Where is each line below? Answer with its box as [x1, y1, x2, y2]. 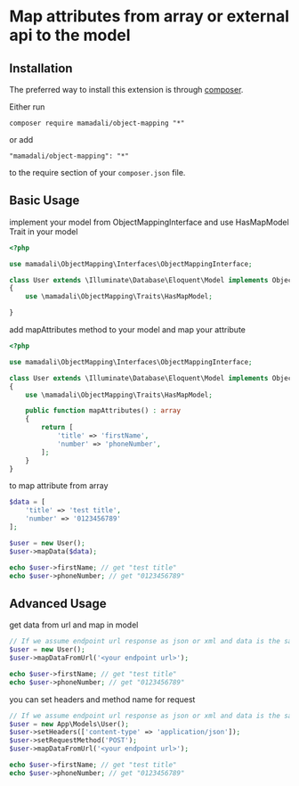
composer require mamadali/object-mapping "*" [9, 119, 185, 127]
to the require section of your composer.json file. [9, 168, 186, 177]
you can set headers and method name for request [9, 693, 196, 705]
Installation [9, 61, 73, 76]
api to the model [9, 25, 131, 45]
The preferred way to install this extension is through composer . [9, 85, 244, 94]
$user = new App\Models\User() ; [9, 719, 129, 728]
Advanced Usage [9, 595, 107, 611]
